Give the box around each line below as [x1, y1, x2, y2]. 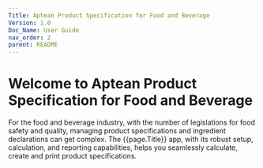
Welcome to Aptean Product [8, 75, 197, 93]
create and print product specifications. [8, 151, 137, 161]
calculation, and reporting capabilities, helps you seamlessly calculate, [8, 143, 239, 152]
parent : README [8, 41, 58, 49]
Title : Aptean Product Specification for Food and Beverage [8, 11, 211, 20]
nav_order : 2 [8, 33, 51, 42]
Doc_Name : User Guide [8, 26, 80, 34]
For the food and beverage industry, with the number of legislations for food [8, 118, 255, 127]
